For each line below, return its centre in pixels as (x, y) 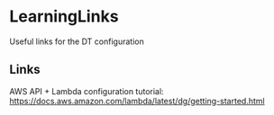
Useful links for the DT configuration (77, 41)
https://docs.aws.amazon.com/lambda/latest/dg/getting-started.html (137, 101)
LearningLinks (64, 17)
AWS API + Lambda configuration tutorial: (87, 91)
